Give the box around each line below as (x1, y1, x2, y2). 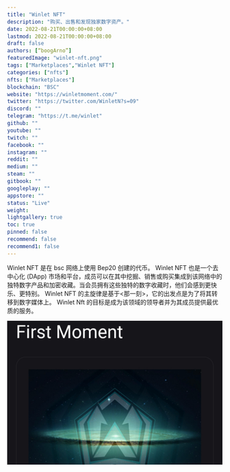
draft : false (7, 40, 44, 47)
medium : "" (7, 164, 38, 170)
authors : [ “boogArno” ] (7, 47, 72, 54)
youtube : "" (7, 127, 41, 134)
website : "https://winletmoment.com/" (7, 91, 118, 98)
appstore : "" (7, 192, 44, 199)
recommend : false (7, 236, 57, 243)
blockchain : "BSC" (7, 83, 60, 91)
